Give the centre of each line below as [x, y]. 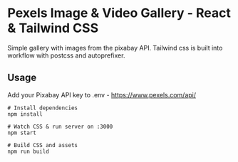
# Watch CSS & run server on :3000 [60, 126]
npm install [25, 114]
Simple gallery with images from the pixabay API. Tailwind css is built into [115, 48]
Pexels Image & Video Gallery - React [119, 13]
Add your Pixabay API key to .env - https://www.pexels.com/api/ [102, 94]
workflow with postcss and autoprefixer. [66, 55]
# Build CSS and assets [43, 145]
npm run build [29, 151]
